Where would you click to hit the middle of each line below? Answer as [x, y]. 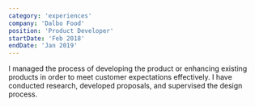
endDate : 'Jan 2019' [43, 46]
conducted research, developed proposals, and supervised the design [125, 86]
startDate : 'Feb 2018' [47, 38]
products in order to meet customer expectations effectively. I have [120, 77]
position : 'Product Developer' [61, 31]
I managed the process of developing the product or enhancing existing [128, 68]
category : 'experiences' [50, 16]
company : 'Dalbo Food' [47, 23]
